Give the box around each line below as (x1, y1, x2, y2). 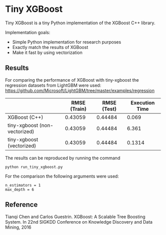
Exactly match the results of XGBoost (12, 44, 88, 50)
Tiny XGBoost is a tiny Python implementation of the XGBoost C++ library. (5, 20, 156, 26)
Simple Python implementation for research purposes (12, 39, 122, 45)
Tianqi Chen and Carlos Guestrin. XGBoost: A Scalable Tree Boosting (5, 214, 146, 220)
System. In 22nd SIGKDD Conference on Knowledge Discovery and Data (5, 219, 153, 225)
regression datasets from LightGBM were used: (5, 82, 101, 88)
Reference (5, 200, 38, 209)
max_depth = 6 (5, 187, 35, 192)
